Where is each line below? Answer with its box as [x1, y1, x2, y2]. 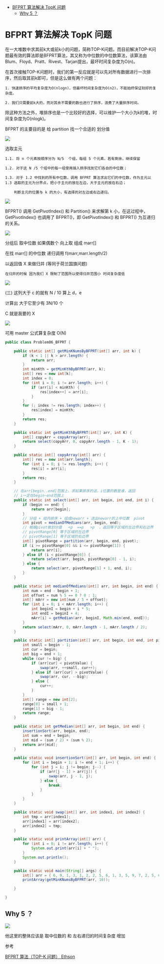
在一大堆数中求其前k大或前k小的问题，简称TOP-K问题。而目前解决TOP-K [5, 46, 152, 52]
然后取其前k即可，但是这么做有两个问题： [13, 75, 98, 81]
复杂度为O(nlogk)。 [9, 115, 49, 121]
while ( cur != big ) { [22, 656, 67, 661]
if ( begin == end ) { [22, 502, 64, 507]
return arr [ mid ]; [22, 742, 58, 747]
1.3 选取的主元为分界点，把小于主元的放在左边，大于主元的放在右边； [5, 180, 127, 185]
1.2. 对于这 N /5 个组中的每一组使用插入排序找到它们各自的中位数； [5, 166, 127, 171]
